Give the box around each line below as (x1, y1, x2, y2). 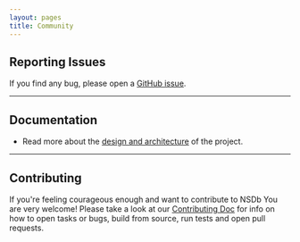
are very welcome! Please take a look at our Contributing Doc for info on (9, 203, 275, 214)
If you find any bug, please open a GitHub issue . (9, 78, 187, 89)
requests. (9, 222, 45, 233)
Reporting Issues (9, 54, 106, 70)
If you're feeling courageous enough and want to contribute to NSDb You (9, 194, 279, 204)
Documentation (9, 113, 98, 128)
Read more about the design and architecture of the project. (21, 136, 244, 147)
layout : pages (9, 13, 62, 22)
